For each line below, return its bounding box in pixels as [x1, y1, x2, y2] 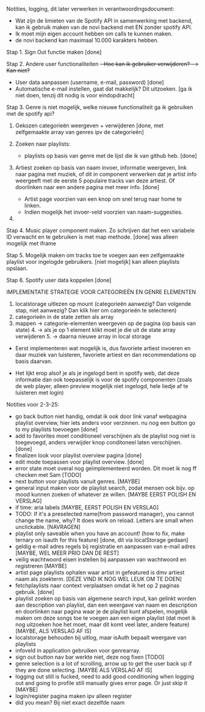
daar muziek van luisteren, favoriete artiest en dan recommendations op [15, 351, 196, 358]
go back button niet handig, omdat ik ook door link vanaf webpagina [15, 413, 187, 420]
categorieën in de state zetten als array [15, 313, 114, 320]
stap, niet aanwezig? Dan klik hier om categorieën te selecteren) [15, 307, 177, 314]
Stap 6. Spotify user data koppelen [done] [6, 277, 112, 283]
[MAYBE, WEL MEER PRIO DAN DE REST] [15, 549, 119, 556]
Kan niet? [6, 67, 31, 74]
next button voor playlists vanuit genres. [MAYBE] [15, 478, 140, 485]
